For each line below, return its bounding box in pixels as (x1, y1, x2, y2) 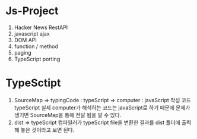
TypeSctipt (5, 76, 61, 90)
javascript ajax (14, 30, 50, 37)
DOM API (14, 36, 37, 43)
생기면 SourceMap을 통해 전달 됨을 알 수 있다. (14, 111, 122, 118)
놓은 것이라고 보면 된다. (20, 126, 75, 133)
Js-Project (5, 4, 59, 18)
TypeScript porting (14, 55, 61, 62)
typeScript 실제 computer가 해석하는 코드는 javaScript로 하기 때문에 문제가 (14, 104, 190, 111)
